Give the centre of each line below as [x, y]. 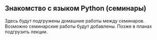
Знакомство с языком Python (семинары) [76, 8]
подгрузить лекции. [26, 32]
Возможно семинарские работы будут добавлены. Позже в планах [78, 26]
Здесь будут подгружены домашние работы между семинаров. [75, 21]
